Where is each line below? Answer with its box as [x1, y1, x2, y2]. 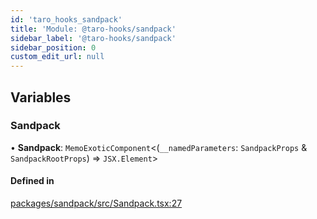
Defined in [10, 175, 55, 187]
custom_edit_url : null [10, 52, 105, 62]
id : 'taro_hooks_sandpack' [10, 14, 123, 25]
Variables [10, 89, 72, 106]
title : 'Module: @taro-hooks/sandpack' [10, 24, 177, 34]
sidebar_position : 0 [10, 42, 97, 53]
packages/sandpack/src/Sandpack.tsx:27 [10, 197, 183, 210]
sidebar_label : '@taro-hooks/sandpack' [10, 33, 177, 43]
